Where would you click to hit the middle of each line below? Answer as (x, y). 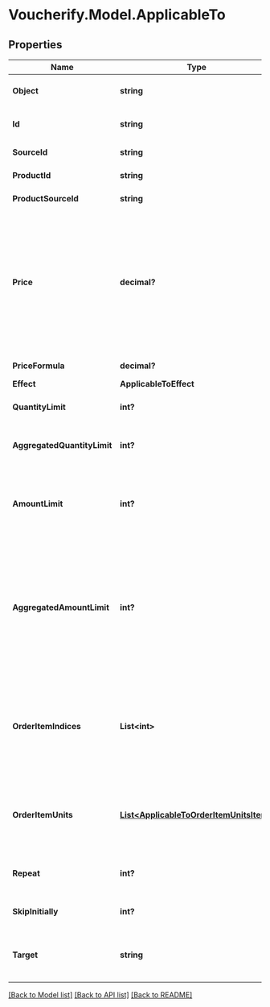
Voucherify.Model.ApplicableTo (117, 15)
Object (25, 91)
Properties (35, 45)
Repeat (26, 873)
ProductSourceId (45, 199)
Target (25, 955)
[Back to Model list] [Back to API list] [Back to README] (100, 995)
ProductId (32, 175)
